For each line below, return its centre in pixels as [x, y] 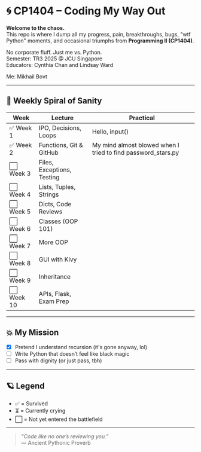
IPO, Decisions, [60, 128]
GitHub [48, 152]
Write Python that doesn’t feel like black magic [72, 353]
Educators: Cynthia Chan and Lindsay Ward [60, 65]
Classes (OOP [58, 221]
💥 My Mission [33, 333]
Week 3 [20, 173]
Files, [46, 162]
